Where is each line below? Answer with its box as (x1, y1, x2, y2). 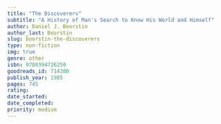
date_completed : (7, 100, 54, 107)
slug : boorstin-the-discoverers (7, 36, 100, 43)
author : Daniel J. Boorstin (7, 23, 88, 30)
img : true (7, 49, 36, 56)
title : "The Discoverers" (7, 10, 81, 17)
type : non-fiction (7, 42, 60, 49)
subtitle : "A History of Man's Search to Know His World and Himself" (7, 17, 215, 23)
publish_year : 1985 (7, 74, 64, 81)
